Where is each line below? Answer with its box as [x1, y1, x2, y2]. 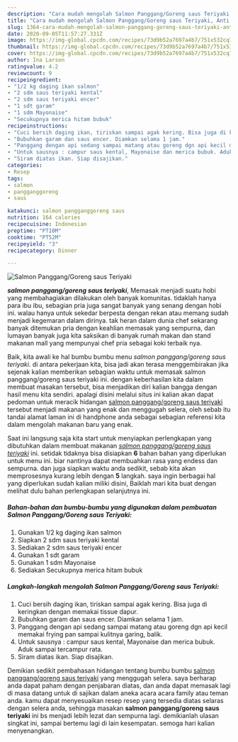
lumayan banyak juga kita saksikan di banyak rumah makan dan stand [7, 331, 211, 340]
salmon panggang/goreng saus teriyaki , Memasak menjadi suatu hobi [7, 286, 216, 295]
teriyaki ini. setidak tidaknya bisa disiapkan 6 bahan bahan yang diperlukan [7, 449, 227, 457]
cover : [7, 50, 27, 57]
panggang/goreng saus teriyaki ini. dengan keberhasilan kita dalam [7, 375, 203, 384]
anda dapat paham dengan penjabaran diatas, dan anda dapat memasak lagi [7, 681, 231, 690]
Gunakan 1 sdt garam [17, 551, 80, 559]
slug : [7, 23, 23, 30]
